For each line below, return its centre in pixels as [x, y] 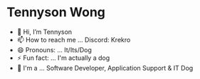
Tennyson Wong [56, 12]
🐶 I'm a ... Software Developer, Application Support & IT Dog [105, 68]
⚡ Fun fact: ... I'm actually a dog [63, 58]
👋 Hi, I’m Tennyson [44, 32]
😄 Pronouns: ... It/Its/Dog [54, 49]
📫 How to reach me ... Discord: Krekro [74, 39]
